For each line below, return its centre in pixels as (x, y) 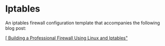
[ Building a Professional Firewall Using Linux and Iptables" (67, 38)
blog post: (16, 28)
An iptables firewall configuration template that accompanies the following (83, 23)
